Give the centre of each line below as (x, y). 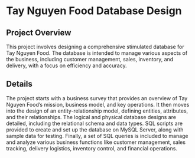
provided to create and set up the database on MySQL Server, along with (95, 129)
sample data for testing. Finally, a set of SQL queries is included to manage (97, 136)
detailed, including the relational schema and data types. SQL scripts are (95, 123)
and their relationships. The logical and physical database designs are (91, 117)
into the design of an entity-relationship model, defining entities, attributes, (97, 111)
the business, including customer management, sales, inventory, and (90, 59)
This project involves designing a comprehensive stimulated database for (95, 47)
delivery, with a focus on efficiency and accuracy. (66, 65)
